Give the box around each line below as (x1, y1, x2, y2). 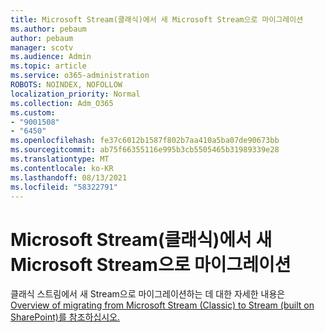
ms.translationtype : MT (10, 154, 110, 164)
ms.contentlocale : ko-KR (10, 163, 114, 173)
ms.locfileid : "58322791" (10, 182, 118, 192)
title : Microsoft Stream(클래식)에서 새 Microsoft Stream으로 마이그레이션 (10, 14, 304, 25)
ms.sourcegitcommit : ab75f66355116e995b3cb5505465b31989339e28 (10, 145, 280, 155)
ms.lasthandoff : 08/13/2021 (10, 172, 128, 183)
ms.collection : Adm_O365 (10, 98, 114, 108)
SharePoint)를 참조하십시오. (10, 311, 121, 323)
